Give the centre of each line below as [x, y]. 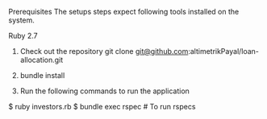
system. [21, 20]
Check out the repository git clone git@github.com [104, 51]
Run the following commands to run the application [104, 91]
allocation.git [42, 60]
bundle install [42, 75]
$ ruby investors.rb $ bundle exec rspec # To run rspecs [102, 107]
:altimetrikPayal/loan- [224, 51]
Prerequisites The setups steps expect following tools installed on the [124, 12]
